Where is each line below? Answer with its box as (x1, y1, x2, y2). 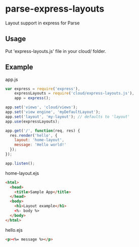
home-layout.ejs (5, 170, 39, 176)
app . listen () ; (5, 161, 35, 166)
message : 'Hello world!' (14, 142, 67, 147)
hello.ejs (5, 227, 23, 233)
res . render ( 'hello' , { (10, 133, 58, 138)
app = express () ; (14, 96, 51, 101)
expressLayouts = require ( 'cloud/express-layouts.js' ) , (14, 91, 135, 96)
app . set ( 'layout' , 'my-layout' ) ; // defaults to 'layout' (5, 114, 130, 119)
